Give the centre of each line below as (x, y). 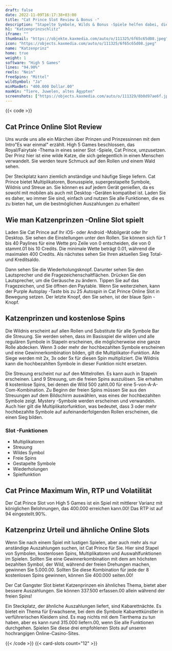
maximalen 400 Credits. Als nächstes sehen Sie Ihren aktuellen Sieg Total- (84, 254)
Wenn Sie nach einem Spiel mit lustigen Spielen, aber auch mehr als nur (81, 542)
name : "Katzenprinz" (27, 48)
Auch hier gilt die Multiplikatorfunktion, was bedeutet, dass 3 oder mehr (81, 406)
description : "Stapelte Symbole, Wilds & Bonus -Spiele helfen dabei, (82, 24)
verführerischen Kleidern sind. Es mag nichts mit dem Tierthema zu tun (80, 617)
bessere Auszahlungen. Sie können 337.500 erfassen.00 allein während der (85, 590)
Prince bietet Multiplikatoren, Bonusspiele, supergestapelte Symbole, (78, 182)
